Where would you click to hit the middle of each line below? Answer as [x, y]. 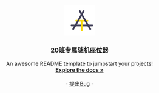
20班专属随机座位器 [79, 50]
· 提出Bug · [79, 84]
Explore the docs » [79, 70]
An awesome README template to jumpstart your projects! [79, 64]
